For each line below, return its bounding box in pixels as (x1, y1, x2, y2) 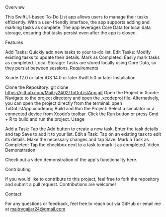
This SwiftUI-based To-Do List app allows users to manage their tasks (5, 14, 149, 19)
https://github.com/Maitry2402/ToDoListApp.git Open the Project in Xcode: (5, 90, 159, 95)
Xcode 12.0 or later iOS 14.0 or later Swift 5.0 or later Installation (5, 75, 136, 80)
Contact (5, 191, 21, 197)
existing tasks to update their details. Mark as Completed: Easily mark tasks (5, 54, 160, 60)
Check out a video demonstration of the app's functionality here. (5, 157, 138, 163)
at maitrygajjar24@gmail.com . (5, 206, 67, 212)
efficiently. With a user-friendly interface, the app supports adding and (5, 19, 150, 25)
